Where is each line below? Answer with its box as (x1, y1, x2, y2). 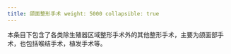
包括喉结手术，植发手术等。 (25, 39, 107, 48)
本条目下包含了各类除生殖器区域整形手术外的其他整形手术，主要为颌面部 (7, 30, 218, 39)
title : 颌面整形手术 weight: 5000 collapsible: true (7, 10, 160, 18)
